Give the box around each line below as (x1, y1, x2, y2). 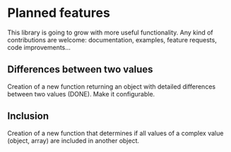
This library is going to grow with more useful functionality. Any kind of (7, 28, 213, 37)
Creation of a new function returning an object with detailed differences (7, 82, 216, 91)
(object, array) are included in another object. (7, 136, 140, 145)
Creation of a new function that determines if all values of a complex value (7, 129, 224, 137)
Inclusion (7, 110, 49, 122)
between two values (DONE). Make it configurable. (7, 89, 155, 98)
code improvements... (7, 43, 71, 51)
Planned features (7, 5, 111, 21)
